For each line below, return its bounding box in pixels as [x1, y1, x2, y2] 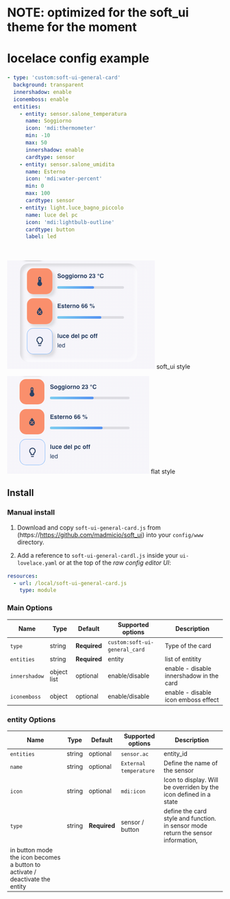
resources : [7, 572, 38, 580]
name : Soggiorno [25, 118, 72, 125]
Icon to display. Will [164, 776, 219, 784]
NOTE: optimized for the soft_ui [7, 5, 190, 21]
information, [164, 836, 198, 844]
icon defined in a [164, 790, 211, 799]
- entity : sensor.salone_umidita [19, 161, 115, 168]
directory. [16, 538, 44, 546]
